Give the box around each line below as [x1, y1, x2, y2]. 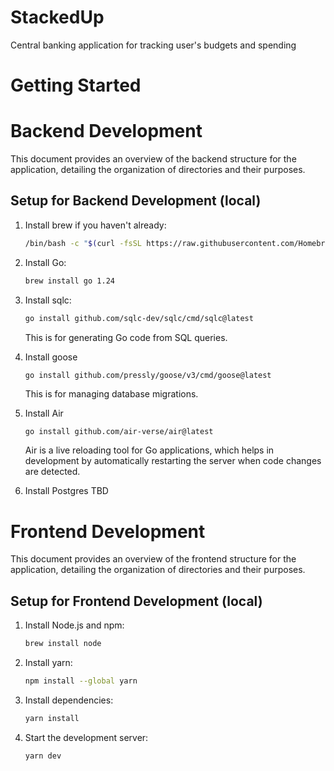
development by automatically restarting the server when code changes [24, 455, 322, 467]
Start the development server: [24, 731, 149, 743]
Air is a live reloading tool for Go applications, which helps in [24, 444, 275, 456]
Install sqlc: [24, 294, 72, 306]
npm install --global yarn [24, 676, 138, 686]
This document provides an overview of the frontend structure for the [10, 553, 297, 565]
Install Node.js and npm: [24, 619, 125, 631]
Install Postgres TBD [24, 485, 109, 497]
